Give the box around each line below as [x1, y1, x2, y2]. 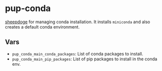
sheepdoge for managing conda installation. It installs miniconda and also [5, 19, 150, 25]
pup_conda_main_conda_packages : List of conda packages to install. [12, 51, 144, 57]
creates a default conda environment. [5, 24, 80, 29]
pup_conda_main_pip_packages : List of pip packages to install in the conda [12, 56, 158, 62]
